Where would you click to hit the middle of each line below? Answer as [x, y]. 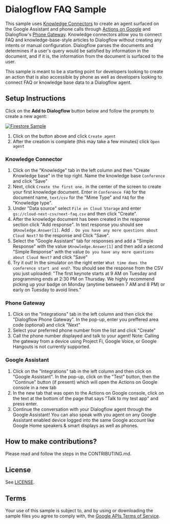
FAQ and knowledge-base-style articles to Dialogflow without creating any [84, 40]
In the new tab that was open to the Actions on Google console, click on [88, 393]
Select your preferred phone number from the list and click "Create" [84, 330]
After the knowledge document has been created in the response [81, 219]
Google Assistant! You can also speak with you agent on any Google [84, 415]
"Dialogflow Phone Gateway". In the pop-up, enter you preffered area [86, 320]
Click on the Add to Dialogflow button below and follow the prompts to [80, 110]
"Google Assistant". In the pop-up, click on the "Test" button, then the [86, 376]
